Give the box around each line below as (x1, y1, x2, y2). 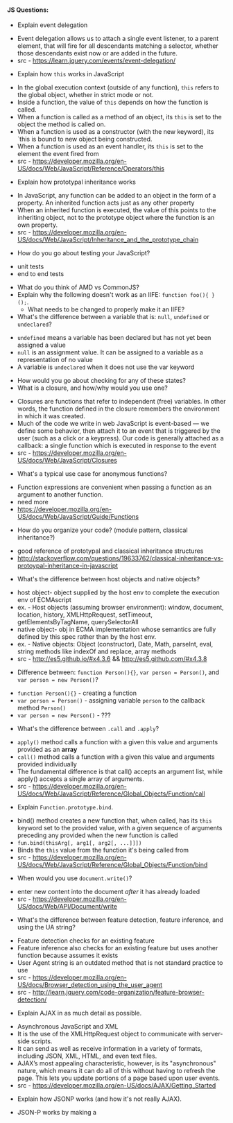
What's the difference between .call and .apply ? (17, 725, 159, 733)
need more (17, 498, 49, 506)
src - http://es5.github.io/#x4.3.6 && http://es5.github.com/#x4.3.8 (17, 655, 207, 663)
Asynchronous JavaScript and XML (17, 1022, 119, 1031)
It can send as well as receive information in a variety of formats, (17, 1045, 202, 1053)
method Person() (17, 704, 67, 712)
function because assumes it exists (17, 951, 119, 960)
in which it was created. (17, 412, 85, 420)
